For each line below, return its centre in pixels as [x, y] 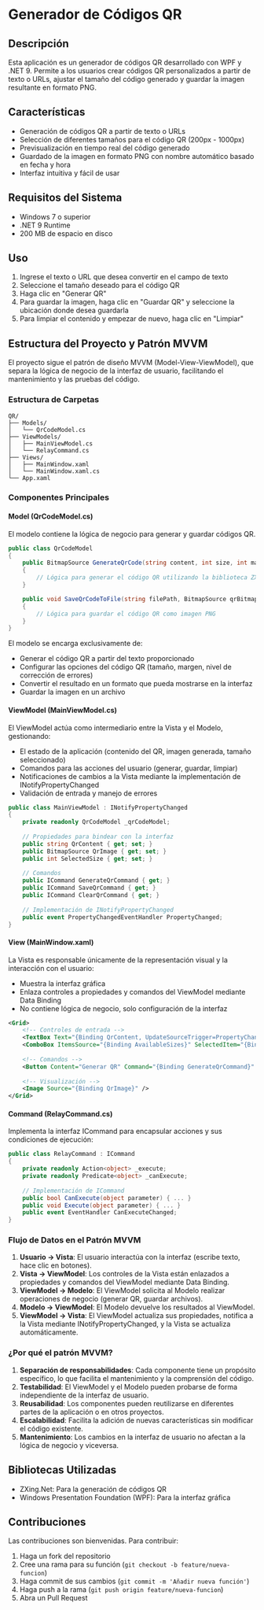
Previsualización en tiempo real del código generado [104, 148]
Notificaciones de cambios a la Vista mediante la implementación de [130, 776]
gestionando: [29, 736]
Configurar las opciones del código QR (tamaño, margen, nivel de [125, 667]
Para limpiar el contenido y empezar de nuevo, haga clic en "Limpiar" [132, 319]
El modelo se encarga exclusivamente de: [75, 644]
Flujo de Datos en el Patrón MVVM [75, 1240]
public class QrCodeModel [50, 548]
